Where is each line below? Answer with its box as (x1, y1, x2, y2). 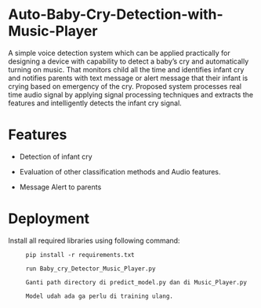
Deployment (8, 210, 90, 228)
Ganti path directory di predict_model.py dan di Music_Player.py (25, 278, 247, 286)
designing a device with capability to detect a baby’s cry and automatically (8, 57, 249, 66)
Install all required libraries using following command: (8, 236, 180, 245)
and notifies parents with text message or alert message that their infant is (8, 73, 248, 82)
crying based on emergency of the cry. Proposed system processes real (8, 81, 242, 91)
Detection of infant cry (19, 152, 92, 161)
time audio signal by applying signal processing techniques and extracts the (8, 90, 253, 99)
